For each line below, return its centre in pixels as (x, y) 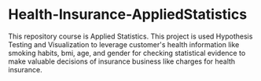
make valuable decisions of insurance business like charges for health (122, 61)
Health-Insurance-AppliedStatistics (128, 15)
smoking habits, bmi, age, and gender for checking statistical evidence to (127, 53)
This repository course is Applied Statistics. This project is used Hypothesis (130, 36)
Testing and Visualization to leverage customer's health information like (124, 44)
